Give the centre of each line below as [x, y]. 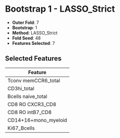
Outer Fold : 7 [25, 22]
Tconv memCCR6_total [34, 80]
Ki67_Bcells [21, 128]
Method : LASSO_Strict [35, 33]
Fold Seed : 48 [26, 38]
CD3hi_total [21, 88]
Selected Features [33, 59]
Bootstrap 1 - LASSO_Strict [60, 9]
